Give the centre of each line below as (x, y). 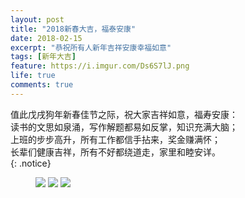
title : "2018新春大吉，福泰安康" (73, 29)
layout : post (37, 19)
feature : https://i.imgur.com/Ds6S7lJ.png (100, 66)
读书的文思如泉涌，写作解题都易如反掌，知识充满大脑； (124, 127)
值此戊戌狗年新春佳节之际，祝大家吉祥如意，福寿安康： (124, 114)
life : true (33, 76)
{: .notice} (31, 163)
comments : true (42, 85)
